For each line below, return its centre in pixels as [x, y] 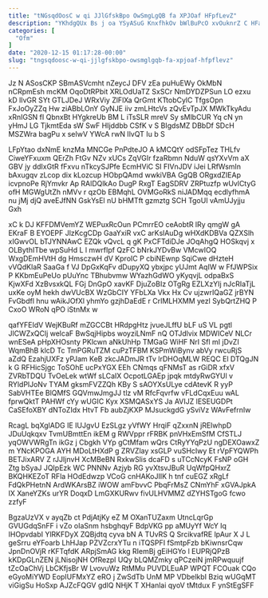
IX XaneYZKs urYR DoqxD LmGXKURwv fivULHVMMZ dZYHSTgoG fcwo [127, 493]
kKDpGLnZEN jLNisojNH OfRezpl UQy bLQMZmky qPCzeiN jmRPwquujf [126, 560]
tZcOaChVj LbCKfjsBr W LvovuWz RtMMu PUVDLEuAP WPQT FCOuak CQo [132, 568]
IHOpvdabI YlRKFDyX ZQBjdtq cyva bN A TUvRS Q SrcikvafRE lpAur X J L [129, 534]
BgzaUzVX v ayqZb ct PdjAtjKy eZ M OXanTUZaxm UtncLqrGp [111, 517]
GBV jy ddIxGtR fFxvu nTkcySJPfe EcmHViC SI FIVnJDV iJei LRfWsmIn [125, 166]
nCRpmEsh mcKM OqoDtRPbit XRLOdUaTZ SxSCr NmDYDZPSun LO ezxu [130, 91]
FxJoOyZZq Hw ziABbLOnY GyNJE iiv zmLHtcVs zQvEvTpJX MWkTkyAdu [130, 108]
